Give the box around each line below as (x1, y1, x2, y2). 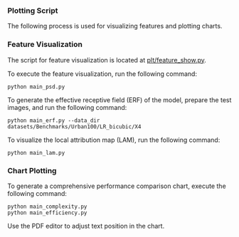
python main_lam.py (7, 149, 65, 156)
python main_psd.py (7, 83, 65, 90)
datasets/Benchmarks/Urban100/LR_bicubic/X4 (7, 123, 142, 130)
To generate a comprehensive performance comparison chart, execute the (7, 182, 226, 190)
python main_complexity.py (7, 203, 87, 210)
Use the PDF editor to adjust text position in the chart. (7, 221, 165, 230)
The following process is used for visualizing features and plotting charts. (7, 22, 223, 31)
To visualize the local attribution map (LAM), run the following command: (7, 136, 221, 144)
